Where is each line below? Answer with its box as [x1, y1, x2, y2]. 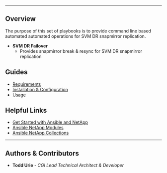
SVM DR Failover [12, 43, 48, 49]
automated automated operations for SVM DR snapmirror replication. [5, 33, 146, 39]
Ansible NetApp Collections [12, 130, 69, 136]
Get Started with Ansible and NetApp [12, 119, 88, 125]
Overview [5, 14, 36, 23]
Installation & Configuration [12, 86, 68, 92]
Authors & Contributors [5, 149, 80, 158]
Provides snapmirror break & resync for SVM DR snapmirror [19, 48, 143, 54]
